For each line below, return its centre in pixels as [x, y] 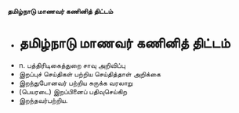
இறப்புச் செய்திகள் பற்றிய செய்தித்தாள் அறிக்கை [90, 74]
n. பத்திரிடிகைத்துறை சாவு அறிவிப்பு [72, 65]
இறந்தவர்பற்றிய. [43, 100]
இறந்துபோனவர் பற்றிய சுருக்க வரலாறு [76, 83]
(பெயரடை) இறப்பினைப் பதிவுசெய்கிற [72, 91]
